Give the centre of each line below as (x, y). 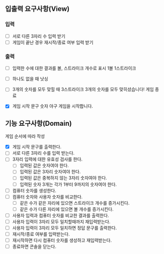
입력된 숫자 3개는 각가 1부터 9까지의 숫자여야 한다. (68, 184)
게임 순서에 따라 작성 (25, 136)
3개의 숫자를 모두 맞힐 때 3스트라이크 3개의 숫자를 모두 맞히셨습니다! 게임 (83, 89)
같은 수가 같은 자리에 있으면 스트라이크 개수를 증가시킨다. (75, 203)
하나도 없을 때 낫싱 (30, 79)
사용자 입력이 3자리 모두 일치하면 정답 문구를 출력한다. (65, 228)
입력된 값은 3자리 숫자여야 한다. (50, 172)
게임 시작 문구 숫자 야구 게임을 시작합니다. (53, 106)
